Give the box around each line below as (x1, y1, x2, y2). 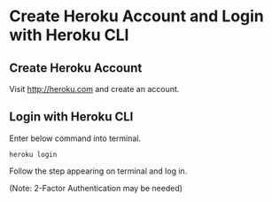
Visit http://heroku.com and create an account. (9, 84, 180, 94)
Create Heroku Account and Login (9, 6, 264, 27)
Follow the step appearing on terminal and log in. (9, 166, 188, 176)
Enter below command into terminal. (9, 133, 142, 144)
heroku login (9, 150, 58, 159)
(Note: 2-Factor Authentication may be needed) (9, 183, 183, 193)
